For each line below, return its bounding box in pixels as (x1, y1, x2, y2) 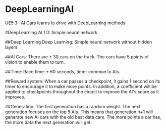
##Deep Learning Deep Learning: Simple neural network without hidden (5, 39, 152, 45)
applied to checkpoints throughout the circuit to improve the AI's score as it (5, 88, 159, 94)
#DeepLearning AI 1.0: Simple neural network (5, 29, 98, 35)
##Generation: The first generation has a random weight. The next (5, 103, 141, 109)
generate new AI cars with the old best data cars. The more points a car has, (5, 114, 162, 120)
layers (5, 44, 18, 50)
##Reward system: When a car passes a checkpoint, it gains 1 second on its (5, 78, 160, 84)
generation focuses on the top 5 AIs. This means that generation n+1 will (5, 109, 153, 115)
